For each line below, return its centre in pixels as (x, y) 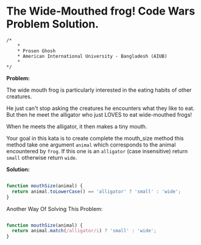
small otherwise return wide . (42, 157)
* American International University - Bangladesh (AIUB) (92, 56)
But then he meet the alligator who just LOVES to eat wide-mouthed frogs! (99, 114)
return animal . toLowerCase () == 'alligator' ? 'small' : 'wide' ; (97, 192)
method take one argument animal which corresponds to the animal (91, 145)
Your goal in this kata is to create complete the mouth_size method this (95, 138)
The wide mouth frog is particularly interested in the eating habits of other (99, 90)
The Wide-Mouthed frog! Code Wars (101, 11)
